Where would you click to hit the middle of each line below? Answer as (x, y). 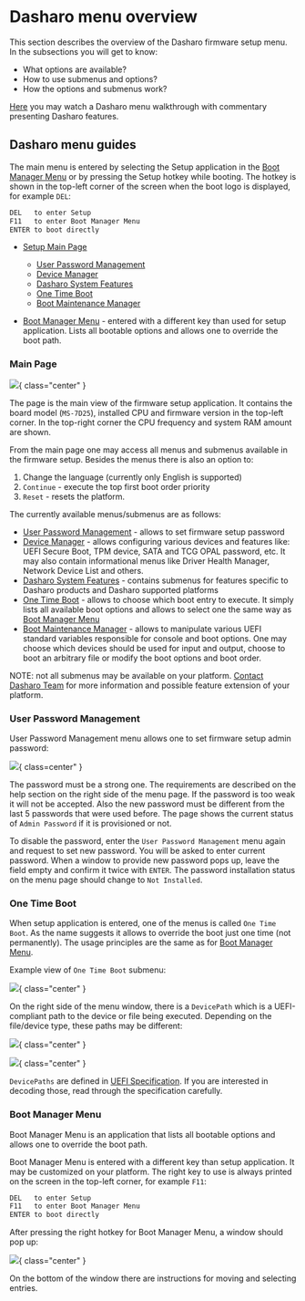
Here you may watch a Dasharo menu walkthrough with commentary (138, 106)
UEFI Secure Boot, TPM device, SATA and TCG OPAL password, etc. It (154, 551)
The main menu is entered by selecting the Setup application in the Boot (145, 167)
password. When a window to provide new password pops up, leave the (145, 860)
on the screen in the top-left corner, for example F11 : (108, 1181)
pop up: (24, 1242)
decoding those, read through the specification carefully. (116, 1091)
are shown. (30, 432)
